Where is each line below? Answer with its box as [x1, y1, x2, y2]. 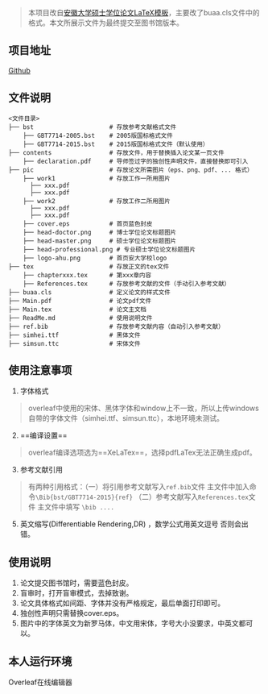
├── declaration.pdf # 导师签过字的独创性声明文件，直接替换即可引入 [23, 157, 249, 165]
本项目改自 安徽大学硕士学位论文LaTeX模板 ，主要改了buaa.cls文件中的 [27, 8, 260, 17]
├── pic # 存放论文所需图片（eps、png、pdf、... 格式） [8, 165, 254, 174]
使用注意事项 [8, 364, 72, 377]
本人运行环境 [8, 655, 72, 668]
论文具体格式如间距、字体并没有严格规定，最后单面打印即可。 [19, 598, 225, 608]
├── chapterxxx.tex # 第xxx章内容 [23, 271, 151, 279]
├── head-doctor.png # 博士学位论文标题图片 [23, 228, 177, 236]
